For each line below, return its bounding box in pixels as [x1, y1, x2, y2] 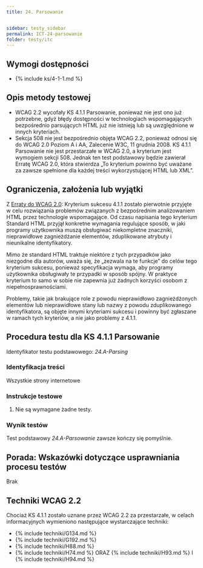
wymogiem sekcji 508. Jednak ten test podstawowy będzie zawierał [15, 154, 186, 161]
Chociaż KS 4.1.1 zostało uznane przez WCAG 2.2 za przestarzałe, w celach [6, 512, 195, 519]
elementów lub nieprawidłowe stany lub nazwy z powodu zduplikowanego [6, 301, 192, 308]
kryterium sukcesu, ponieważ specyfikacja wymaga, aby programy [6, 263, 174, 271]
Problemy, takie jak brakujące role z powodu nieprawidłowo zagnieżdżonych [6, 295, 197, 302]
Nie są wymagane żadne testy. [15, 406, 92, 413]
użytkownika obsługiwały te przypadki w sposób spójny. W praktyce [6, 270, 178, 277]
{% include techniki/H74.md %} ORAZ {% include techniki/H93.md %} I [15, 549, 193, 556]
